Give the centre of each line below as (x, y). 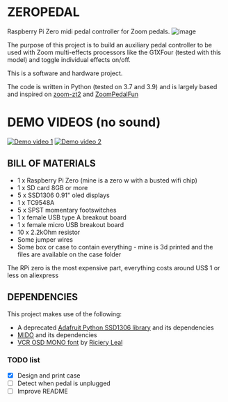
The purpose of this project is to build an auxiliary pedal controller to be (110, 45)
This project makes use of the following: (65, 314)
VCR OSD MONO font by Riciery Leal (70, 342)
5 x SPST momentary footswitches (67, 210)
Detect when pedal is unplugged (64, 383)
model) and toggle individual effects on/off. (69, 59)
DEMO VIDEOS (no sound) (84, 122)
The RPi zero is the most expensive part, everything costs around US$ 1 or (114, 268)
